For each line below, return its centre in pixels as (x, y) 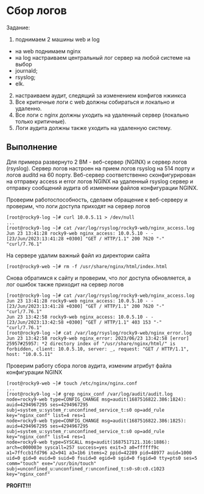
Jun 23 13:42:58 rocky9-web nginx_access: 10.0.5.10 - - (80, 317)
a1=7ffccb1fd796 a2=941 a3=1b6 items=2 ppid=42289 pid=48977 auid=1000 (99, 452)
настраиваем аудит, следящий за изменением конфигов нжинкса (101, 95)
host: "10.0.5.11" (30, 354)
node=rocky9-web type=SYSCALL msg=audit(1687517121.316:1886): (88, 442)
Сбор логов (37, 11)
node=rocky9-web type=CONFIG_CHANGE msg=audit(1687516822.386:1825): (97, 421)
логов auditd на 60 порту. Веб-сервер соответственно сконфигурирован (101, 175)
